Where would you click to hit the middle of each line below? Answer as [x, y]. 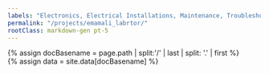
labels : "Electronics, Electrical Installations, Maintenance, [116, 16]
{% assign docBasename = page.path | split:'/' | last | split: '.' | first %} [124, 53]
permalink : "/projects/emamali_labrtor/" [78, 23]
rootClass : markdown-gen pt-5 [58, 30]
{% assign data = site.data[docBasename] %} [83, 61]
